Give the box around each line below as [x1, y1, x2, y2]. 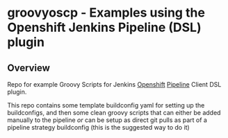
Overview [7, 62, 51, 74]
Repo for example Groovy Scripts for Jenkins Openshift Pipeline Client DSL [7, 80, 222, 88]
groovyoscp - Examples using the [7, 5, 205, 21]
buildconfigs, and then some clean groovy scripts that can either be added [7, 109, 221, 117]
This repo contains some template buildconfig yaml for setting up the [7, 101, 205, 109]
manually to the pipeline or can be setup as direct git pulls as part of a [7, 116, 207, 124]
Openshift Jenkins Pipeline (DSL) [7, 19, 202, 35]
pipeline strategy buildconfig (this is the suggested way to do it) [7, 123, 190, 131]
